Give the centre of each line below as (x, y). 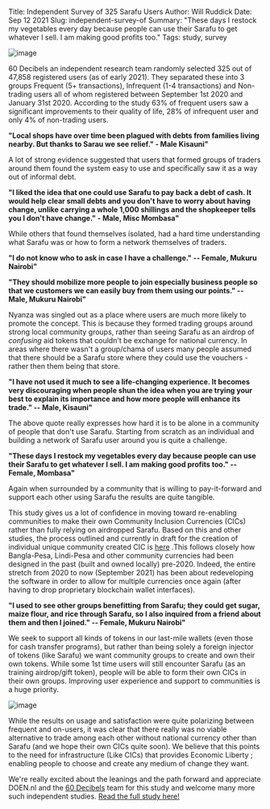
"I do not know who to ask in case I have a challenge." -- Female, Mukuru (133, 258)
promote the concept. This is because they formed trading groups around (131, 323)
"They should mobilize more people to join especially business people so (133, 282)
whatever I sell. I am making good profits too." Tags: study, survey (118, 37)
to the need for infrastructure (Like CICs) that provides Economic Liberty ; (131, 755)
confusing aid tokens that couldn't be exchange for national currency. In (128, 340)
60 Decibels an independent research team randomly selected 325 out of (130, 68)
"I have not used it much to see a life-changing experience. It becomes (129, 382)
